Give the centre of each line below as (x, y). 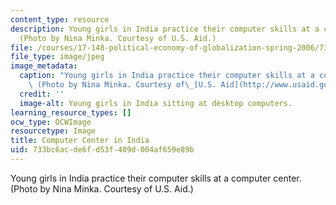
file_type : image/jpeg (57, 57)
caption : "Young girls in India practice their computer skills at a (167, 76)
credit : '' (42, 94)
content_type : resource (60, 19)
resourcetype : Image (53, 131)
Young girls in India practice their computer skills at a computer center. (156, 178)
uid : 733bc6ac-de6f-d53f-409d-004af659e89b (102, 150)
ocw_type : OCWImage (51, 122)
